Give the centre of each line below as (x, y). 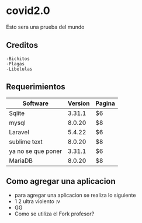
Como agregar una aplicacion (61, 181)
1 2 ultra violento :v (37, 201)
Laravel (19, 132)
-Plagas (15, 64)
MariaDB (21, 161)
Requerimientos (36, 87)
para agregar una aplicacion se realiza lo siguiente (75, 195)
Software (35, 103)
